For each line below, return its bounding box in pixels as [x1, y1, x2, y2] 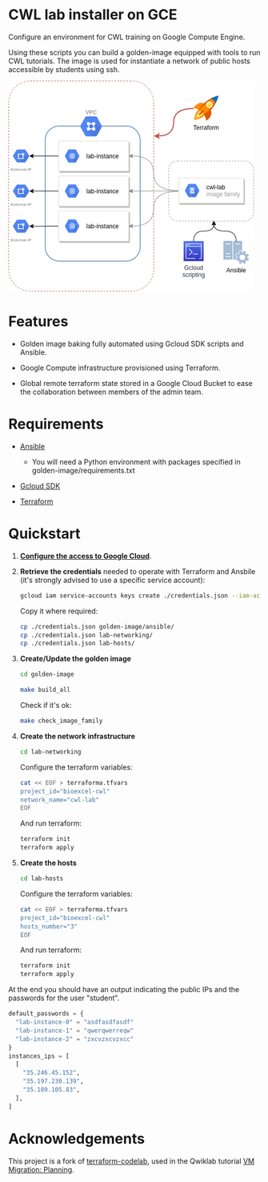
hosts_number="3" [19, 923, 78, 931]
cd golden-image [19, 670, 74, 678]
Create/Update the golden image [19, 654, 132, 664]
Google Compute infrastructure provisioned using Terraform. [19, 363, 221, 372]
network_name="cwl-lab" [19, 795, 100, 804]
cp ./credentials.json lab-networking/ [19, 631, 154, 639]
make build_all [19, 686, 71, 694]
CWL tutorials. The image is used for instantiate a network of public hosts [8, 56, 250, 66]
